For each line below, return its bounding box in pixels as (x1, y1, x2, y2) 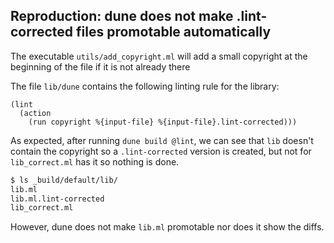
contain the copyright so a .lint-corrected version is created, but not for (10, 145, 312, 157)
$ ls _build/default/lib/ (10, 175, 118, 185)
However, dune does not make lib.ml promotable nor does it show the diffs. (10, 221, 325, 233)
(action (19, 108, 52, 118)
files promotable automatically (76, 24, 272, 41)
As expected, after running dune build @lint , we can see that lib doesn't (10, 134, 314, 146)
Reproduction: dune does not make (10, 8, 234, 25)
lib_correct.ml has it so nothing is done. (10, 155, 180, 168)
